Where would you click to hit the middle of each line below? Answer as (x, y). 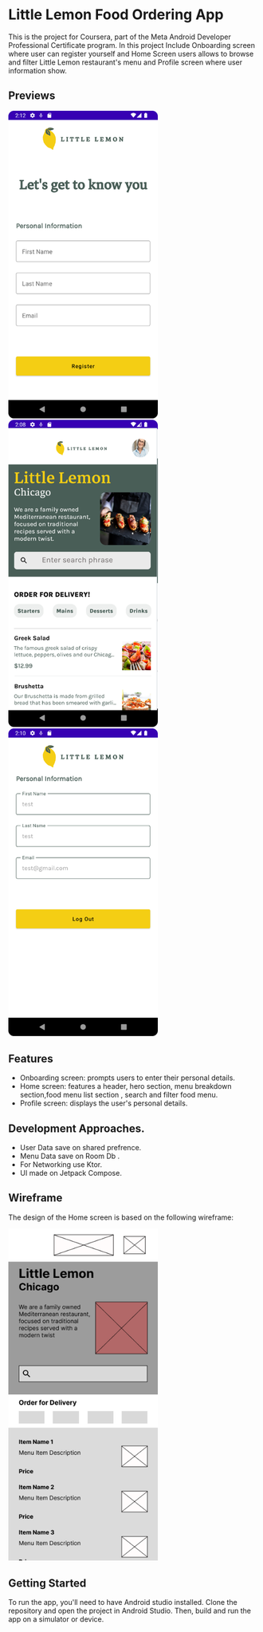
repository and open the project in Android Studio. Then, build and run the (130, 1611)
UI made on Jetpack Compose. (71, 1173)
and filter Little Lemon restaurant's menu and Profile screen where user (126, 62)
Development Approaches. (77, 1128)
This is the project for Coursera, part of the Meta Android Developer (120, 37)
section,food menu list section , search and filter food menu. (119, 1095)
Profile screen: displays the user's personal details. (104, 1103)
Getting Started (47, 1583)
